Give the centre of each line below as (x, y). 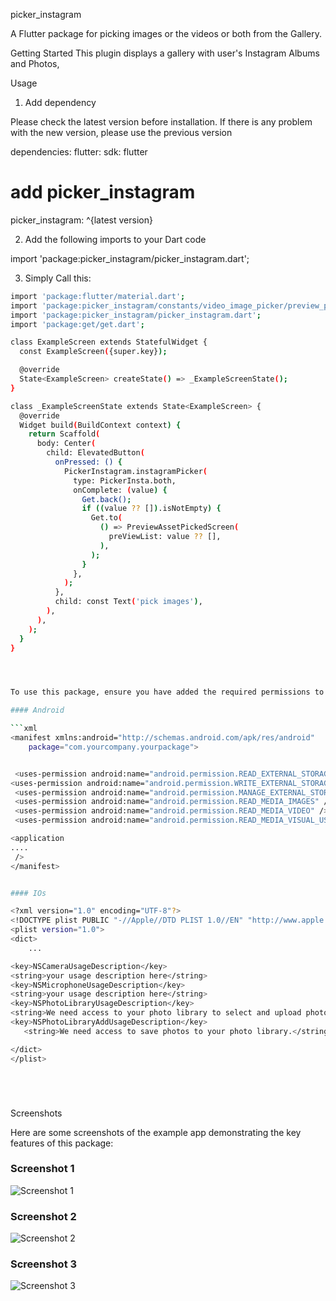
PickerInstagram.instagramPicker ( (135, 471)
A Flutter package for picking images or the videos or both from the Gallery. (166, 33)
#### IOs (28, 893)
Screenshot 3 (44, 1264)
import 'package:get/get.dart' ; (77, 324)
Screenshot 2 (43, 1216)
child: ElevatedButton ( (95, 453)
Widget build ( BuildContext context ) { (100, 425)
